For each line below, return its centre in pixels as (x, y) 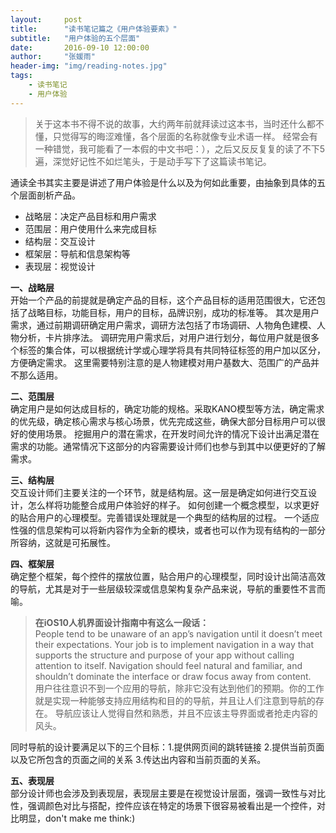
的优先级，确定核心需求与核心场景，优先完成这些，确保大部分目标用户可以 (163, 421)
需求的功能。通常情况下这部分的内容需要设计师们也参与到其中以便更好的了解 (168, 446)
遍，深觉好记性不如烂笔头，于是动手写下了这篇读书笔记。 (153, 161)
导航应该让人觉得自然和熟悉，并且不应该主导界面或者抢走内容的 (186, 713)
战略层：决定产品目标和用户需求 (90, 216)
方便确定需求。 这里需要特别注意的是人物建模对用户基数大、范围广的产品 (160, 362)
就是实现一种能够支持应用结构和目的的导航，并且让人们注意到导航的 (175, 700)
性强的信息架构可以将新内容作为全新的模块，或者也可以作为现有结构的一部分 (168, 530)
